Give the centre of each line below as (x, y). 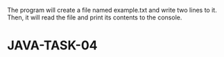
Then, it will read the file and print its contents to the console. (95, 17)
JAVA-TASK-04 (53, 46)
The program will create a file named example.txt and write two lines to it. (112, 10)
